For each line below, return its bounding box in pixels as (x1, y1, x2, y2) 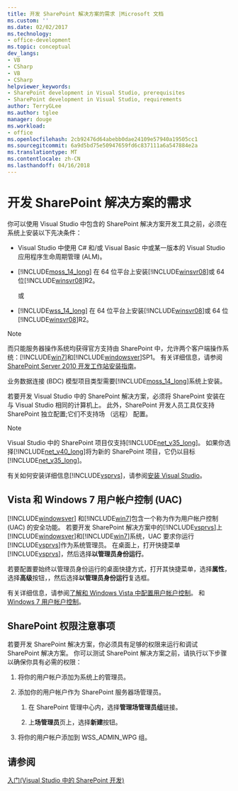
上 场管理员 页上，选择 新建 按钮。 (28, 718, 122, 727)
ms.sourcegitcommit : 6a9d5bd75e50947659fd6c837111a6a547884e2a (7, 142, 198, 150)
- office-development (7, 37, 72, 44)
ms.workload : (7, 122, 46, 130)
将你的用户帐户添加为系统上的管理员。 (17, 673, 130, 681)
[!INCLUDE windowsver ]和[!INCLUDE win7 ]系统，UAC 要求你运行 (7, 532, 195, 540)
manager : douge (7, 116, 52, 123)
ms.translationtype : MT (7, 149, 78, 156)
